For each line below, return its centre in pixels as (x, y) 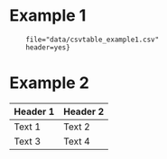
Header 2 (83, 111)
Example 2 (50, 83)
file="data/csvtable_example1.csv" (93, 40)
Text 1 (27, 127)
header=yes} (48, 47)
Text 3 (27, 141)
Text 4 (76, 141)
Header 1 (34, 111)
